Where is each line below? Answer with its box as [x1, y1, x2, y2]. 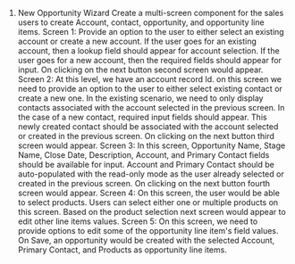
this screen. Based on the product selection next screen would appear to [17, 207, 286, 217]
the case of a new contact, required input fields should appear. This [17, 111, 267, 122]
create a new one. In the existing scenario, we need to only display [17, 93, 264, 103]
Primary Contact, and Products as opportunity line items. [17, 244, 228, 255]
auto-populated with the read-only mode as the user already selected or [17, 169, 284, 179]
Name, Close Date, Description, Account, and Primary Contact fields [17, 150, 270, 160]
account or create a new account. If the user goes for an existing [17, 36, 257, 46]
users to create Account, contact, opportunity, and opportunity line [17, 17, 265, 28]
